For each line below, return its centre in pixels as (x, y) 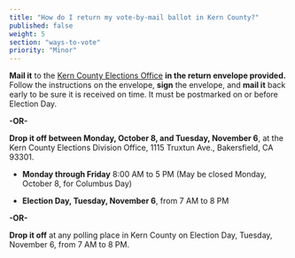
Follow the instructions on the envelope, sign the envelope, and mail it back (147, 85)
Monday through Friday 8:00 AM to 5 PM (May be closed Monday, (144, 175)
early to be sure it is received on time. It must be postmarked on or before (144, 95)
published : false (41, 26)
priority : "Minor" (43, 51)
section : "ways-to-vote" (55, 42)
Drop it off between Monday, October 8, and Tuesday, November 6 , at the (146, 138)
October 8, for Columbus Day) (77, 184)
